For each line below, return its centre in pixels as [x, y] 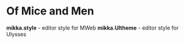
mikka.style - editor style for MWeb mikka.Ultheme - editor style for [92, 28]
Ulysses [16, 34]
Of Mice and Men [50, 11]
